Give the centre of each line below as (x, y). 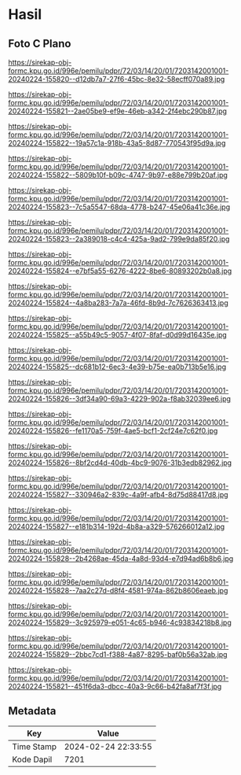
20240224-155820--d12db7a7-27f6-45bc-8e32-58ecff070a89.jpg (117, 79)
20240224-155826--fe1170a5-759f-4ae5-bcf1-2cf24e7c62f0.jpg (113, 431)
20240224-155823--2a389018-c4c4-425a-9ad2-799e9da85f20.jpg (119, 239)
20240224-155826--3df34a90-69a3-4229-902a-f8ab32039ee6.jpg (120, 399)
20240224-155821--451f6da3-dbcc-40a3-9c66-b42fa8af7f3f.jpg (115, 686)
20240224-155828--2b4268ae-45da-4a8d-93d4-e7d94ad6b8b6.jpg (121, 559)
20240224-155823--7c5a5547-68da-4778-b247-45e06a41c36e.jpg (119, 207)
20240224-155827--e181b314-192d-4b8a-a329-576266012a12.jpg (117, 526)
